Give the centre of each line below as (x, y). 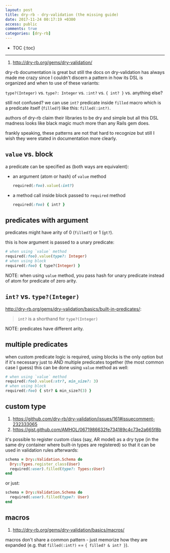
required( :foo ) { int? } (39, 205)
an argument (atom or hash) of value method (59, 176)
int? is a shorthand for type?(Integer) (58, 319)
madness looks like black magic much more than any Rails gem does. (78, 123)
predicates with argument (47, 220)
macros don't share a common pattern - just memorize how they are (76, 539)
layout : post (19, 10)
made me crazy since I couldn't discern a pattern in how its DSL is (74, 77)
